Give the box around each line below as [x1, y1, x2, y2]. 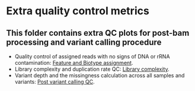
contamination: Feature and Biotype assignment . [14, 59, 133, 66]
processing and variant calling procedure [6, 37, 162, 47]
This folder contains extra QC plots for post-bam [6, 28, 190, 38]
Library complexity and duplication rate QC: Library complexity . [14, 65, 170, 73]
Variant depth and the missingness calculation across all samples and [14, 72, 185, 79]
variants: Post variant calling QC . [14, 79, 95, 85]
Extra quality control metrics [6, 4, 149, 18]
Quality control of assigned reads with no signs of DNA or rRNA [14, 53, 170, 60]
